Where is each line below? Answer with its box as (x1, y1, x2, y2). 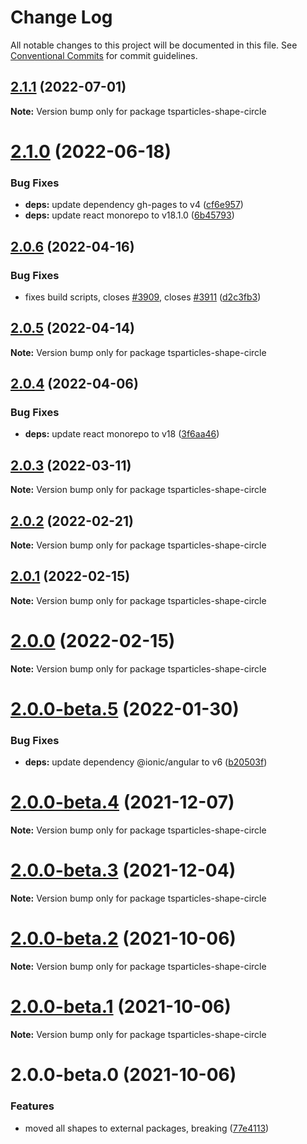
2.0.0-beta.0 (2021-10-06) (10, 1064, 237, 1086)
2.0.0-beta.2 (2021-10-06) (10, 927, 237, 950)
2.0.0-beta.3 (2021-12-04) (10, 859, 237, 882)
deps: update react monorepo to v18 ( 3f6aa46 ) (24, 428, 220, 440)
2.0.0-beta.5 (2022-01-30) (10, 697, 240, 720)
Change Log (10, 6, 113, 29)
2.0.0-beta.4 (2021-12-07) (10, 791, 235, 814)
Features (10, 1099, 55, 1113)
